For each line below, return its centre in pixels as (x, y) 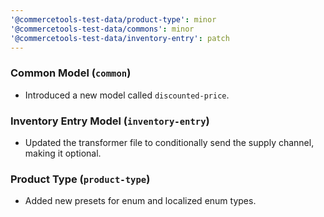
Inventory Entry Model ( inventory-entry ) (110, 121)
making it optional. (63, 153)
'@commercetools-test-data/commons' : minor (102, 29)
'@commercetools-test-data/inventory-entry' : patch (120, 38)
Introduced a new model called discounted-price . (127, 95)
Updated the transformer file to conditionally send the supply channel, (169, 142)
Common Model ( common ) (71, 73)
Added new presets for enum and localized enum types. (140, 201)
